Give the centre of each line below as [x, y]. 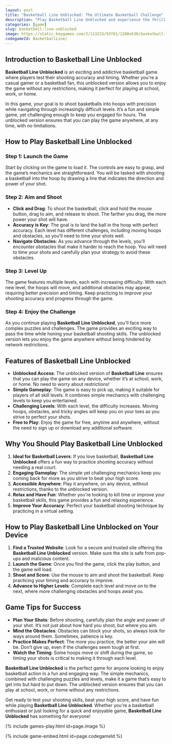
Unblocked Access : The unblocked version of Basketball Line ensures [88, 374]
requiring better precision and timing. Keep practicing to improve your [79, 293]
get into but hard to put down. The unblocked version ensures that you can [84, 684]
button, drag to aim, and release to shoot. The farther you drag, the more [89, 214]
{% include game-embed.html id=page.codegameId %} [64, 736]
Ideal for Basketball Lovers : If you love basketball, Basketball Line [83, 456]
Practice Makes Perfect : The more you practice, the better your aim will [89, 641]
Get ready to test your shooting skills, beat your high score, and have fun [82, 700]
